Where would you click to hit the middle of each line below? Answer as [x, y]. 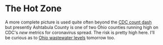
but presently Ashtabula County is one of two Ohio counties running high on [82, 27]
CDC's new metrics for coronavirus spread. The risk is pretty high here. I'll [80, 32]
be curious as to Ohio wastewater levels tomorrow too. [60, 38]
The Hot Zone [34, 9]
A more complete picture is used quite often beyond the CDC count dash [78, 22]
